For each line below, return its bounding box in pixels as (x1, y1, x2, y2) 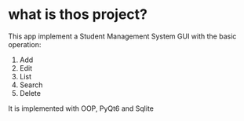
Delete (19, 88, 42, 97)
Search (19, 80, 43, 90)
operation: (8, 39, 42, 49)
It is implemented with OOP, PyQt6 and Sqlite (8, 104, 155, 113)
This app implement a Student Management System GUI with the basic (8, 31, 237, 41)
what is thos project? (8, 5, 147, 24)
